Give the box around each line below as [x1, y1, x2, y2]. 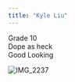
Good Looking [8, 50, 54, 59]
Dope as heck [8, 41, 53, 51]
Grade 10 [8, 33, 37, 43]
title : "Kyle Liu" [8, 11, 68, 20]
